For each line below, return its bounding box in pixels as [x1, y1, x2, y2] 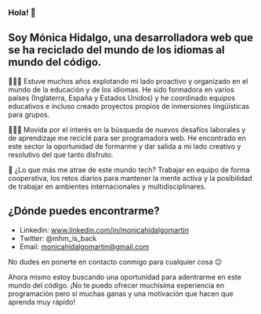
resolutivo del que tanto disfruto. [8, 150, 114, 159]
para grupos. [8, 110, 50, 119]
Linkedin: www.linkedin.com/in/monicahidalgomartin [19, 225, 190, 234]
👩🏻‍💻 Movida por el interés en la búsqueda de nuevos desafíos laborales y [8, 125, 246, 134]
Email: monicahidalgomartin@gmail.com [19, 242, 150, 251]
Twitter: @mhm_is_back [19, 233, 97, 243]
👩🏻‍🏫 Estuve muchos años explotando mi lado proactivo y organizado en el [8, 76, 248, 85]
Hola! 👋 [8, 7, 37, 18]
